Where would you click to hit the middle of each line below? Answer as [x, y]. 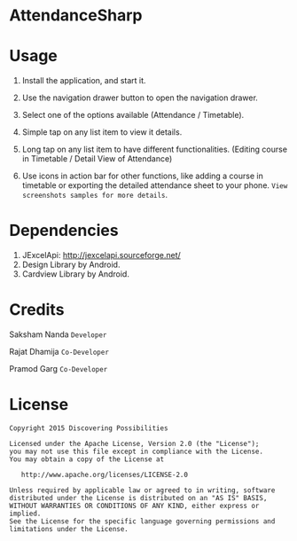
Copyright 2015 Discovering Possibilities [89, 428]
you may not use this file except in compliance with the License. [137, 451]
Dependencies [64, 231]
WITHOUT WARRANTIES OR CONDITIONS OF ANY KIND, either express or [134, 506]
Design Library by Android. [71, 265]
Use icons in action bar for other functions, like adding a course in [142, 176]
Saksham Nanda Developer [58, 334]
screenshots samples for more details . [95, 195]
